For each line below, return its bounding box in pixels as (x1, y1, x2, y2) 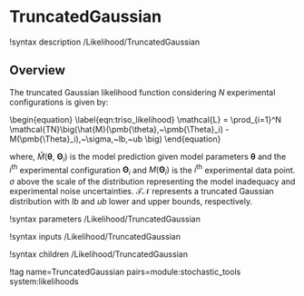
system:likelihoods (9, 276, 79, 287)
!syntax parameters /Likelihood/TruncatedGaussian (9, 213, 201, 224)
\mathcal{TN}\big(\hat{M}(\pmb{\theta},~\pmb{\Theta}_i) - (9, 123, 230, 134)
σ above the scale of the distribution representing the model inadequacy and (9, 176, 296, 187)
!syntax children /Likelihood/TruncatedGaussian (9, 249, 189, 260)
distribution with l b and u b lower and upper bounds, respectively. (9, 196, 253, 206)
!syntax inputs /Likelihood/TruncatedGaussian (9, 232, 181, 242)
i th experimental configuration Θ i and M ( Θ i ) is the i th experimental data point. (9, 163, 296, 177)
